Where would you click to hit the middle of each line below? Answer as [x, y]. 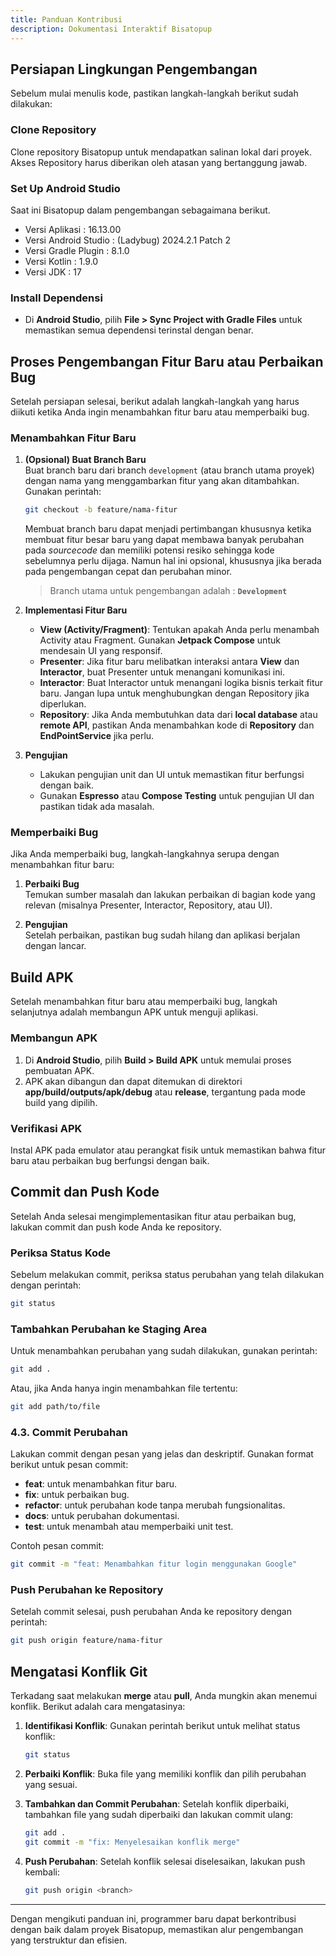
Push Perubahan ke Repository [87, 1590]
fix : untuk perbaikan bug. [77, 1495]
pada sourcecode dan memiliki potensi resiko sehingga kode [149, 550]
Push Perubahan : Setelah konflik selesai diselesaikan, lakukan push [165, 1861]
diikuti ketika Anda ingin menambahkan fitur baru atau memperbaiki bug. [160, 412]
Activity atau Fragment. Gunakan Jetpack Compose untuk [160, 640]
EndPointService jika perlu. [97, 736]
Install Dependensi [56, 298]
